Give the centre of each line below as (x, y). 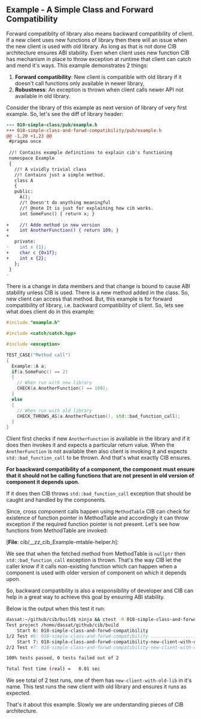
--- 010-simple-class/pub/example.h (52, 125)
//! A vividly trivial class (50, 169)
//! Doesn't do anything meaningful (65, 203)
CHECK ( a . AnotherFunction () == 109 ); (63, 388)
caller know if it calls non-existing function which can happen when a (92, 567)
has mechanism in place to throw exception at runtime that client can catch (99, 59)
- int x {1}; (26, 247)
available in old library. (42, 96)
